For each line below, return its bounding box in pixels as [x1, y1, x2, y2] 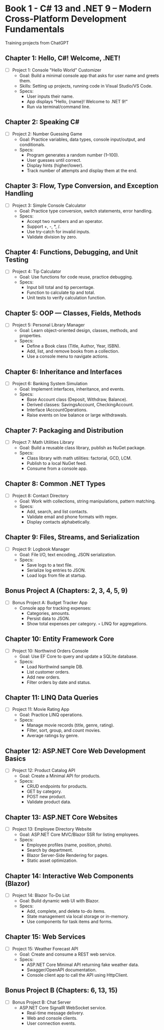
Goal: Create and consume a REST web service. [19, 951, 116, 957]
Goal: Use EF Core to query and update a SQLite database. [19, 653, 138, 659]
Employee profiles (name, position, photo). [26, 842, 112, 848]
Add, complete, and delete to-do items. [26, 908, 106, 914]
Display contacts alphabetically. [26, 519, 91, 525]
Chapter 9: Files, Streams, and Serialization [5, 533, 140, 542]
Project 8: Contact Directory [12, 492, 69, 499]
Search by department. [26, 847, 73, 853]
